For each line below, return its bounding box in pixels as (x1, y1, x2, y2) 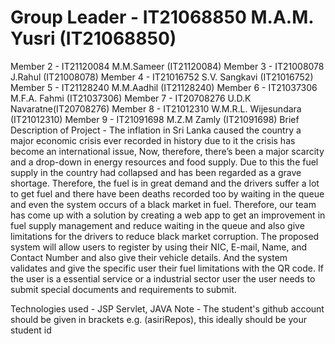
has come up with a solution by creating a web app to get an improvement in (10, 209, 326, 221)
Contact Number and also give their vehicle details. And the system (10, 251, 288, 263)
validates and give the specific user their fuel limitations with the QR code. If (10, 262, 324, 274)
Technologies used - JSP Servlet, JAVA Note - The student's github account (10, 302, 325, 315)
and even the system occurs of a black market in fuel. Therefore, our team (10, 198, 317, 210)
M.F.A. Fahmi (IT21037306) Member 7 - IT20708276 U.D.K (10, 92, 252, 104)
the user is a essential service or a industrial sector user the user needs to (10, 272, 316, 285)
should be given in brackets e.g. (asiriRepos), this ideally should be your (10, 313, 307, 325)
